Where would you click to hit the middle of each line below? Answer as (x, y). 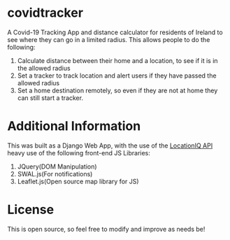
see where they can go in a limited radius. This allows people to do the (109, 39)
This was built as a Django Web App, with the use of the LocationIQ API (110, 146)
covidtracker (45, 13)
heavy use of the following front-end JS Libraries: (79, 153)
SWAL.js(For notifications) (55, 174)
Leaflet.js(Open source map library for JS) (78, 181)
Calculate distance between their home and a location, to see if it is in (117, 60)
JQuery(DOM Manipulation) (57, 167)
